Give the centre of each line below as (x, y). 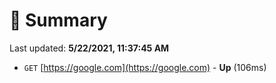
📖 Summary (58, 20)
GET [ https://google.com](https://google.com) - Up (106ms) (145, 67)
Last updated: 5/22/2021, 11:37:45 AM (89, 48)
